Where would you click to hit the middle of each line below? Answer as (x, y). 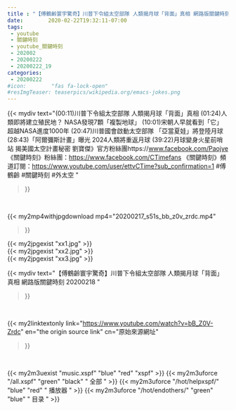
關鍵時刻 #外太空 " (52, 175)
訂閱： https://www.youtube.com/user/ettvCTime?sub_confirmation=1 (113, 166)
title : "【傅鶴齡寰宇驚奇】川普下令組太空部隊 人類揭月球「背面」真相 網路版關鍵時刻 (119, 14)
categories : (25, 73)
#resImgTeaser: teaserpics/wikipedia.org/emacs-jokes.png (94, 92)
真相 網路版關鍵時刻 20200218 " (54, 282)
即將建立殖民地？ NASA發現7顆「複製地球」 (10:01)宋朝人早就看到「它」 (118, 122)
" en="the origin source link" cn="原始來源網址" (90, 332)
